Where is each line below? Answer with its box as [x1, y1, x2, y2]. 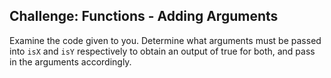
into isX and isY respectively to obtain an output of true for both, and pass [9, 45, 316, 57]
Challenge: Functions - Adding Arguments [9, 8, 279, 25]
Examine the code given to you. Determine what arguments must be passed [9, 34, 322, 46]
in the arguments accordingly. [9, 55, 132, 68]
